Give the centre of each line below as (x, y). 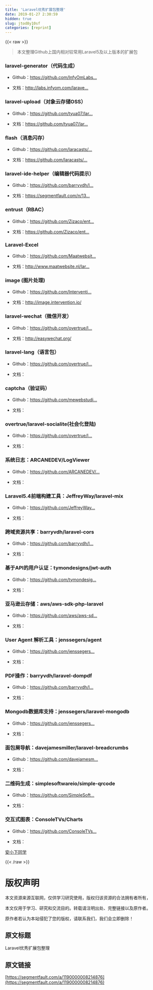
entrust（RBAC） (26, 210)
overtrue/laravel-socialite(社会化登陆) (51, 424)
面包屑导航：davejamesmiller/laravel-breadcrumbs (67, 747)
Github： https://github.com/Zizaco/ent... (53, 221)
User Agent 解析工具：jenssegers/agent (53, 639)
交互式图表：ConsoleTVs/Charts (44, 819)
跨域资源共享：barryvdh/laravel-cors (50, 532)
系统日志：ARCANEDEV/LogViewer (47, 460)
